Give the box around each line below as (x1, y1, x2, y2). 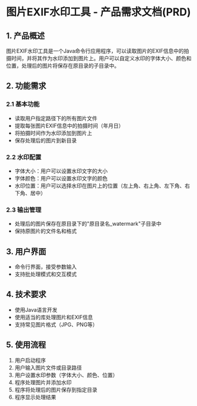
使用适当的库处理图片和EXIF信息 (14, 313, 93, 321)
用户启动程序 (14, 357, 46, 364)
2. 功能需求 (6, 81, 46, 91)
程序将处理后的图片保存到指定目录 (14, 386, 98, 393)
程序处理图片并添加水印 (14, 378, 72, 386)
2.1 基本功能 (6, 100, 40, 108)
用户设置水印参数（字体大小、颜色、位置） (14, 371, 118, 378)
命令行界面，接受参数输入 (14, 263, 77, 270)
